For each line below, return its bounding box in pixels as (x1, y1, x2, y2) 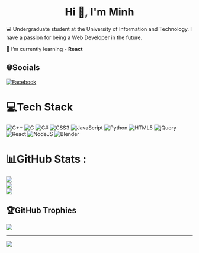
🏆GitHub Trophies (6, 205, 77, 216)
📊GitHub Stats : (6, 152, 87, 166)
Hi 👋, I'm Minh (65, 5, 134, 19)
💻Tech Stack (6, 100, 73, 113)
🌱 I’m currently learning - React (6, 45, 83, 52)
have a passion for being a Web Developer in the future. (6, 34, 143, 41)
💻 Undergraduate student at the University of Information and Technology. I (6, 25, 192, 32)
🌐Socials (6, 62, 40, 73)
